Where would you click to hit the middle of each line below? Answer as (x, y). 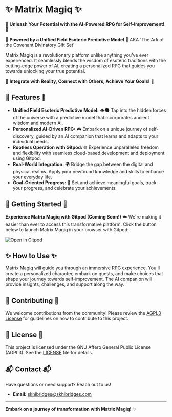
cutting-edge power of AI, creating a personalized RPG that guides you (80, 66)
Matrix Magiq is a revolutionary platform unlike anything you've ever (77, 55)
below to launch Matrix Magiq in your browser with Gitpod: (67, 229)
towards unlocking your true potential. (45, 71)
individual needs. (31, 141)
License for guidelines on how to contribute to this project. (67, 319)
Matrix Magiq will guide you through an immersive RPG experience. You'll (83, 268)
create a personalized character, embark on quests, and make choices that (84, 274)
